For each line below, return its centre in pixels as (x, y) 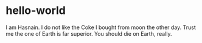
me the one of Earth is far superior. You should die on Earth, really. (89, 33)
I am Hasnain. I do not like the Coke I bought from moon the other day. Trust (101, 27)
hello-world (36, 11)
